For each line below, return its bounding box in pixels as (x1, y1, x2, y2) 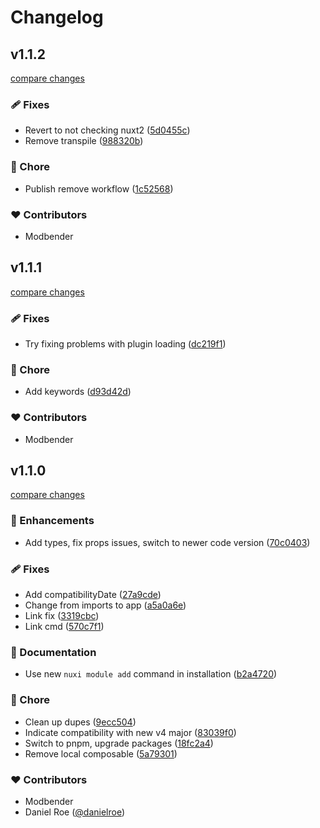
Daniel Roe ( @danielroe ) (24, 806, 126, 818)
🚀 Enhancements (10, 514, 95, 528)
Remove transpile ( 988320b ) (24, 135, 144, 147)
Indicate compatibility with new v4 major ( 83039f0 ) (24, 726, 237, 738)
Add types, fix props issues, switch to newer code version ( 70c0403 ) (24, 536, 311, 548)
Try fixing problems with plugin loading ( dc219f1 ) (24, 338, 227, 350)
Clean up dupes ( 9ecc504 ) (24, 716, 137, 728)
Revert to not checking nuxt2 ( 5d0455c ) (24, 124, 191, 136)
